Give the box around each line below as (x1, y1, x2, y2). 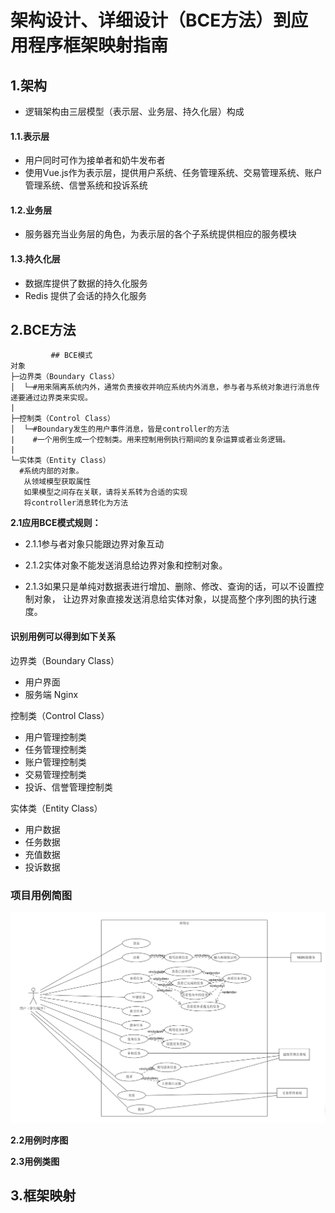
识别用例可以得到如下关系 (10, 631, 116, 643)
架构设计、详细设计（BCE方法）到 (10, 9, 292, 32)
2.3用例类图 (10, 1156, 60, 1168)
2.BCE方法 (10, 322, 77, 338)
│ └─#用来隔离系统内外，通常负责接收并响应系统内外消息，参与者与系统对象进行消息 (10, 382, 313, 393)
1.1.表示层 (10, 130, 50, 142)
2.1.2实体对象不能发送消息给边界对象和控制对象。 (24, 559, 228, 571)
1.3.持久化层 (10, 253, 61, 265)
